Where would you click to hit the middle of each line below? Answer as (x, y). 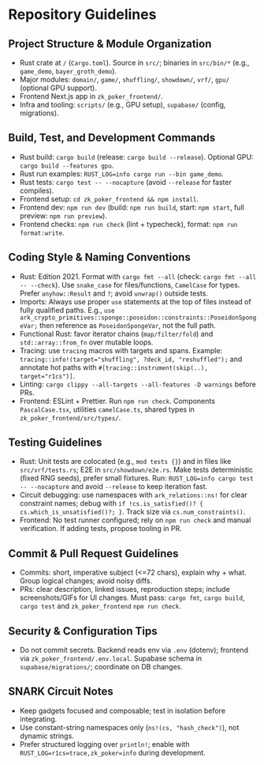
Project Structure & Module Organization (110, 44)
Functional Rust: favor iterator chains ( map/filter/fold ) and (116, 334)
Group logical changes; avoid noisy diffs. (86, 581)
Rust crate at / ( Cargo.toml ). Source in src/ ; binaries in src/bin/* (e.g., (134, 62)
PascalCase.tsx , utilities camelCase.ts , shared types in (107, 409)
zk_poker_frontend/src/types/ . (70, 417)
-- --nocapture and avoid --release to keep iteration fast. (113, 487)
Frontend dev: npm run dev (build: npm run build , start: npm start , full (132, 207)
